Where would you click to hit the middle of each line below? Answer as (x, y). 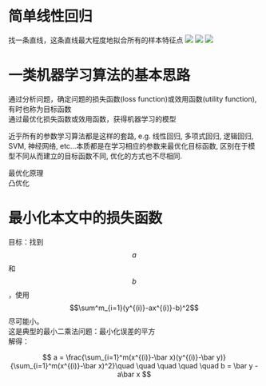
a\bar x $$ (134, 374)
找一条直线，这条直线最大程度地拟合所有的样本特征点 (96, 40)
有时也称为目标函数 (40, 109)
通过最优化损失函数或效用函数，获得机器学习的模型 (92, 119)
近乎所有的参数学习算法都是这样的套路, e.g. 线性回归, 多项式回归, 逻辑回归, (131, 136)
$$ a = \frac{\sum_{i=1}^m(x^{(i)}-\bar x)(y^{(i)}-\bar (129, 357)
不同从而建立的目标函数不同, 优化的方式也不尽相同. (99, 156)
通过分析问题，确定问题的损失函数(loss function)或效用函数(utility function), (133, 99)
